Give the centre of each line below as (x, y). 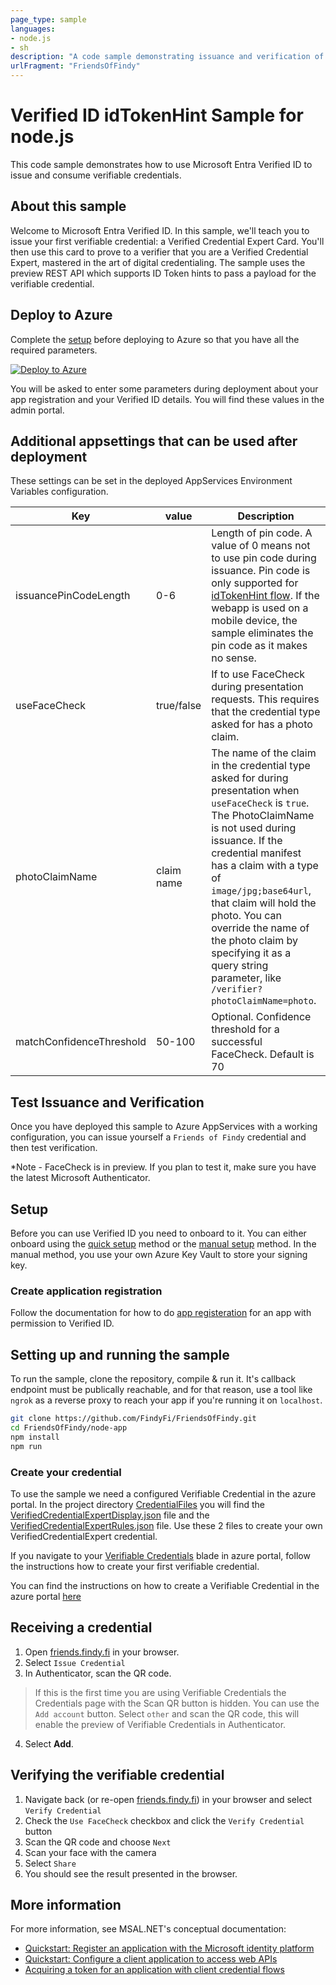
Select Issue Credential (75, 1662)
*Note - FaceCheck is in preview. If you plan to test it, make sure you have (163, 1167)
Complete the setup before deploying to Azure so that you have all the (155, 339)
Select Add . (49, 1743)
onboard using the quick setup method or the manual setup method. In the (163, 1244)
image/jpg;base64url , (261, 891)
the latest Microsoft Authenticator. (80, 1178)
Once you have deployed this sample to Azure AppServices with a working (164, 1127)
